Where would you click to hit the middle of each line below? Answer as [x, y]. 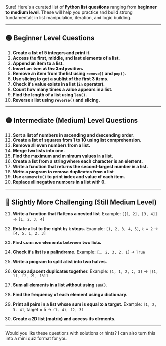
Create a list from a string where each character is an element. [78, 161]
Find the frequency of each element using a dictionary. [70, 295]
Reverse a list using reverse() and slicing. [56, 100]
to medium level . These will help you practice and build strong [69, 12]
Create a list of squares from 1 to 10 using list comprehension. [77, 140]
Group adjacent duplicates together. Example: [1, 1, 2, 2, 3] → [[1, [85, 271]
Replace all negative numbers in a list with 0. [59, 182]
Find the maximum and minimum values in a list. [63, 156]
